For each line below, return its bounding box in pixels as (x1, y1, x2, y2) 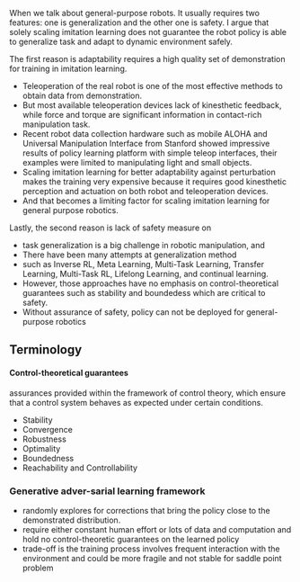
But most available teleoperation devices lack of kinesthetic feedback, (22, 100, 282, 111)
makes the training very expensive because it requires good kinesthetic (22, 176, 287, 187)
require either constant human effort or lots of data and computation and (22, 524, 292, 534)
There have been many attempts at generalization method (22, 249, 237, 260)
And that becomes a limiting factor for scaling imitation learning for (22, 195, 270, 206)
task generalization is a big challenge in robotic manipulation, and (22, 240, 265, 250)
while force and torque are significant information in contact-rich (22, 110, 262, 120)
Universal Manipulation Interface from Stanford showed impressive (22, 139, 270, 148)
